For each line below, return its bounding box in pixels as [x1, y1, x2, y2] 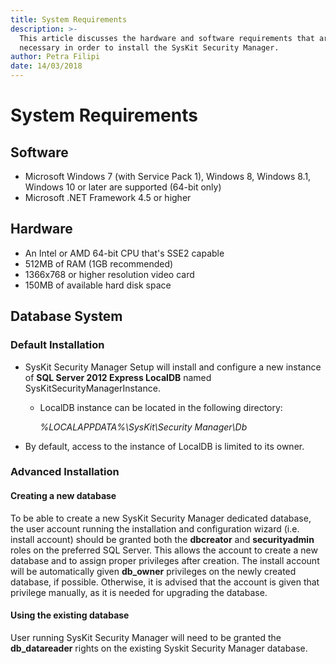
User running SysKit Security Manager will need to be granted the [10, 631, 282, 643]
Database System [10, 308, 123, 325]
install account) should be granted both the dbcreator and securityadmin [10, 533, 315, 545]
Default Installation [10, 338, 105, 352]
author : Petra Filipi [10, 52, 101, 62]
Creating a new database [10, 490, 117, 502]
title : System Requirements [10, 14, 128, 25]
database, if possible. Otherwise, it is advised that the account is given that [10, 576, 320, 588]
